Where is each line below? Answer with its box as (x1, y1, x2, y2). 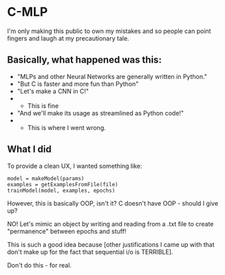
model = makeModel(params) (7, 175, 85, 182)
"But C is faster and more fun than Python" (17, 80, 139, 88)
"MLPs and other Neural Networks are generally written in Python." (17, 72, 208, 80)
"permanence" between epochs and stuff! (7, 227, 127, 235)
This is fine (27, 101, 59, 110)
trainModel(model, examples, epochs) (7, 187, 116, 194)
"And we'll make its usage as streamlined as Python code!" (17, 109, 184, 117)
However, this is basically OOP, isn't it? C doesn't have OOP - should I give (7, 199, 219, 207)
